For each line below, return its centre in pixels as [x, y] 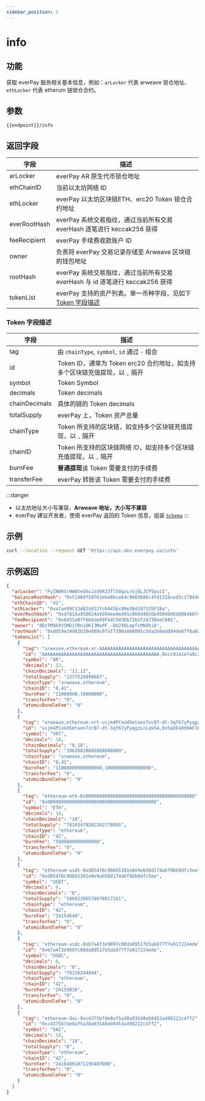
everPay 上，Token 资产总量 [98, 415]
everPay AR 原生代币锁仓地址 [98, 176]
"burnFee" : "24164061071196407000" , [69, 1064]
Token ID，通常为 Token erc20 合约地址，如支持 [127, 363]
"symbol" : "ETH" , [45, 808]
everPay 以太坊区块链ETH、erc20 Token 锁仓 [121, 200]
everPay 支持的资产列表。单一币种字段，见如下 [124, 293]
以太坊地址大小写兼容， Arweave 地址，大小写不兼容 [81, 507]
